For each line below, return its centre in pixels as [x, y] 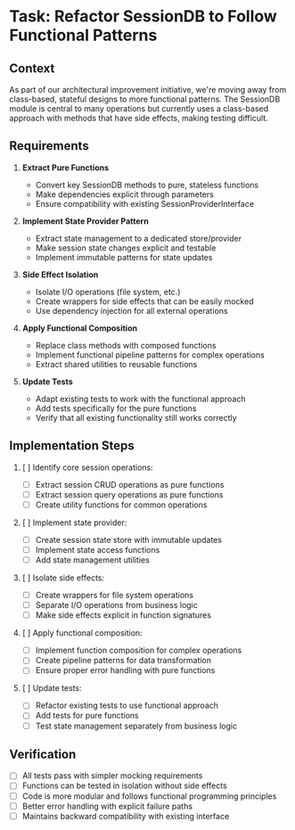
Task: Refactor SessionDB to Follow [143, 16]
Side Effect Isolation [60, 275]
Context [32, 68]
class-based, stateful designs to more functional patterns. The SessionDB [145, 99]
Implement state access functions [98, 549]
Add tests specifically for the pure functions [116, 408]
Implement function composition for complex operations [139, 650]
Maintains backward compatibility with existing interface [126, 816]
